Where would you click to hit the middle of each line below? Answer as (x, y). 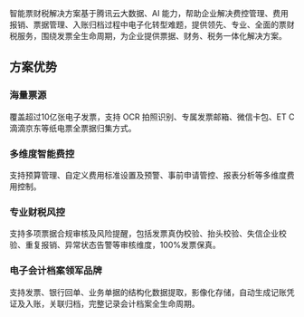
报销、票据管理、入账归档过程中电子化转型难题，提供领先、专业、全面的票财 (152, 24)
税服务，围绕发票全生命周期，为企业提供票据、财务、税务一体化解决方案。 (148, 36)
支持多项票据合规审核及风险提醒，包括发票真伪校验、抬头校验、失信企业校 (148, 234)
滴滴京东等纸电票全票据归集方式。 (73, 128)
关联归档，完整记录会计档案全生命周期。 (124, 303)
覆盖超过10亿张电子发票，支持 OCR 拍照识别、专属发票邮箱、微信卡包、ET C (152, 117)
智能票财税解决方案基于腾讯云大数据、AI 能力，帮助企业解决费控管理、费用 (149, 13)
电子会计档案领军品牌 (56, 271)
